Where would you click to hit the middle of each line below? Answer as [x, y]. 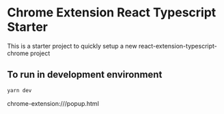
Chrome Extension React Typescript [112, 13]
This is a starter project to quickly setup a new [72, 46]
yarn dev [19, 90]
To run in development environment [85, 75]
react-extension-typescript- [178, 46]
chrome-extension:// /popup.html [53, 103]
